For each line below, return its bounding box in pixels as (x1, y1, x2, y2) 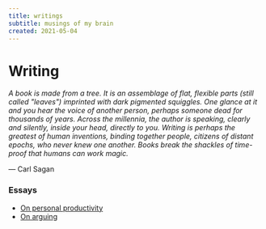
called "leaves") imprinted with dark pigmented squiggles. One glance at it (8, 97, 257, 107)
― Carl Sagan (8, 164, 55, 174)
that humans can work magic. (27, 149, 129, 159)
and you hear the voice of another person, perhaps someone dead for (8, 106, 243, 116)
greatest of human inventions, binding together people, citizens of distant (8, 131, 254, 142)
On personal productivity (19, 203, 103, 213)
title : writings (8, 11, 63, 20)
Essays (8, 184, 38, 196)
